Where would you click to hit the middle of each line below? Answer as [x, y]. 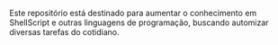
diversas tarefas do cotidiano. [64, 32]
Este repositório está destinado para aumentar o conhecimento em [133, 13]
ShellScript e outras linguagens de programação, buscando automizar [139, 22]
